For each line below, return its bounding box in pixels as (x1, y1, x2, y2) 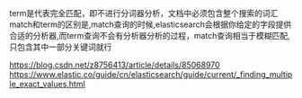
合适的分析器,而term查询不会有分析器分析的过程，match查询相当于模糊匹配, (9, 31, 290, 40)
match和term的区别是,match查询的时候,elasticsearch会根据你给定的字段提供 (9, 19, 292, 30)
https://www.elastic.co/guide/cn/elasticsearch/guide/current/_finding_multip (9, 69, 293, 79)
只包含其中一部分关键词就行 (9, 41, 112, 52)
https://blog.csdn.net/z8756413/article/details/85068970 (9, 59, 220, 70)
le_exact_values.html (9, 79, 85, 89)
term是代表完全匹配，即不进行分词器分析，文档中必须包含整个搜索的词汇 (9, 8, 279, 18)
